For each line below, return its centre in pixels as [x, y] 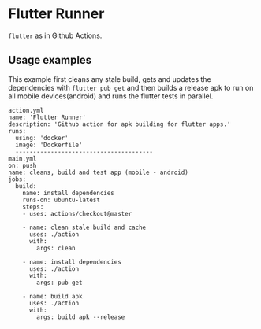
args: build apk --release [81, 317]
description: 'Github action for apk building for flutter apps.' [119, 124]
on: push [22, 165]
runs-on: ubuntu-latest [62, 200]
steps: [33, 207]
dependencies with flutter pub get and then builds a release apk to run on [131, 87]
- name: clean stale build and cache [84, 227]
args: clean [56, 248]
